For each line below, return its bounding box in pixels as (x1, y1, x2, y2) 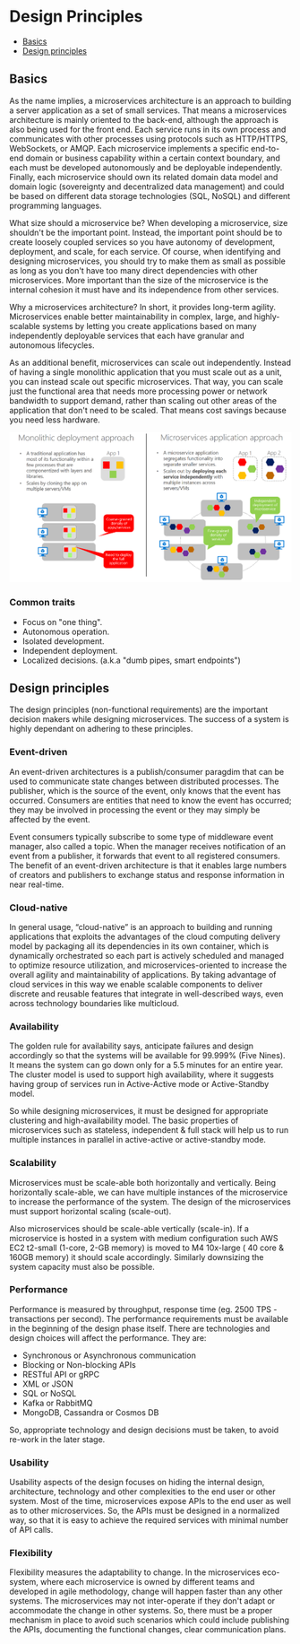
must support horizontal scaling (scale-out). (9, 1205, 172, 1216)
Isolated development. (21, 635, 105, 647)
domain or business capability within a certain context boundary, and (25, 152, 280, 163)
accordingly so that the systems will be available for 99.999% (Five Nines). (9, 1050, 286, 1061)
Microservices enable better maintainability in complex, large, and (9, 311, 253, 322)
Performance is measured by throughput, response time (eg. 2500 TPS (9, 1303, 271, 1315)
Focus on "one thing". (21, 616, 103, 627)
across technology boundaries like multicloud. (9, 997, 179, 1008)
